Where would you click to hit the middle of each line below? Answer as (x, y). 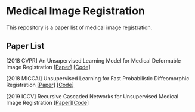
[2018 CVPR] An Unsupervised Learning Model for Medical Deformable (94, 60)
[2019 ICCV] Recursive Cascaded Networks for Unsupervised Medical (92, 96)
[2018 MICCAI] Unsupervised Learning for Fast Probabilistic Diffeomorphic (98, 78)
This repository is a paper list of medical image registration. (79, 27)
